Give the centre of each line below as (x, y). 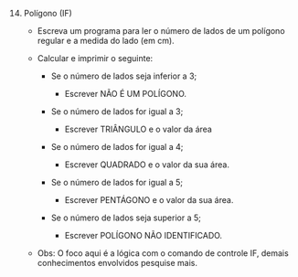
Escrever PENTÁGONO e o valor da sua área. (149, 200)
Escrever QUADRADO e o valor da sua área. (147, 165)
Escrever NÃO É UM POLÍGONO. (125, 94)
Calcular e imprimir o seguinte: (95, 58)
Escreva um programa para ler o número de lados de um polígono (161, 31)
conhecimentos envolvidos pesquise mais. (117, 263)
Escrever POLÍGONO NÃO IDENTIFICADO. (144, 235)
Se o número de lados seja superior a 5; (126, 218)
